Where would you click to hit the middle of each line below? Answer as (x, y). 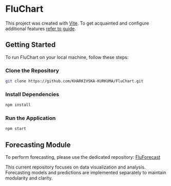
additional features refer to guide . (41, 28)
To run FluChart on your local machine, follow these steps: (67, 57)
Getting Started (31, 45)
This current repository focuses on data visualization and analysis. (75, 167)
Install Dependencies (32, 94)
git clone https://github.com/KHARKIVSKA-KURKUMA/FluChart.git (74, 81)
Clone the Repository (32, 70)
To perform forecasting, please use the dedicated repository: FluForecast (83, 157)
